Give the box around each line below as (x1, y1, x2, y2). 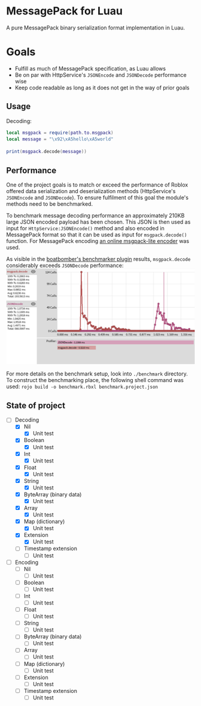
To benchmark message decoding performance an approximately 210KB (6, 212, 185, 219)
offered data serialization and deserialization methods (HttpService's (6, 188, 176, 194)
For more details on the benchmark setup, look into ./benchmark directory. (6, 370, 188, 377)
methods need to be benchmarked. (6, 200, 93, 208)
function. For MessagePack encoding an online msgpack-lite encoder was (6, 238, 190, 244)
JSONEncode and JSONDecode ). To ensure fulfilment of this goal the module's (6, 194, 189, 201)
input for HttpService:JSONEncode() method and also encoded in (6, 225, 165, 232)
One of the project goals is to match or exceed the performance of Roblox (6, 181, 188, 188)
